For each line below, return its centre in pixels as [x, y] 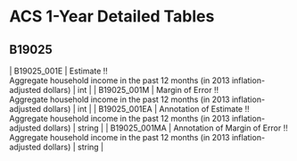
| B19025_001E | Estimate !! [59, 71]
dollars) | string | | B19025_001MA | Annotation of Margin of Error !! [165, 128]
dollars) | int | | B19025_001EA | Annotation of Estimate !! [146, 109]
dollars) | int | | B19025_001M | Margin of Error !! [131, 90]
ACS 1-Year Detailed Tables [112, 17]
